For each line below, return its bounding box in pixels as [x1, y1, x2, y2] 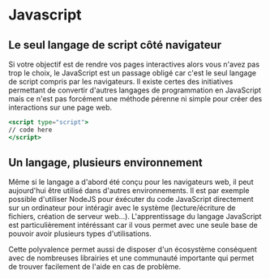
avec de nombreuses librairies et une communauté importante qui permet [8, 253, 255, 263]
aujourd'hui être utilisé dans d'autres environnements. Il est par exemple [8, 186, 250, 195]
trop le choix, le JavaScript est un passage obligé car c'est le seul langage [8, 68, 257, 78]
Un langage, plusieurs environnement [8, 156, 203, 170]
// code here [8, 126, 53, 134]
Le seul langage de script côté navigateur [8, 38, 222, 52]
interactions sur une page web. [8, 103, 113, 112]
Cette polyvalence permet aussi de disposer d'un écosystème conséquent [8, 245, 258, 255]
